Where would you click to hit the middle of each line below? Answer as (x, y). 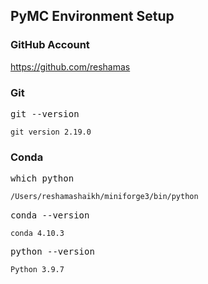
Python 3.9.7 (37, 270)
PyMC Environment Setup (92, 16)
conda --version (50, 215)
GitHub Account (50, 45)
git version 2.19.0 (51, 132)
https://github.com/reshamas (70, 66)
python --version (52, 252)
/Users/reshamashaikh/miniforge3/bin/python (104, 197)
